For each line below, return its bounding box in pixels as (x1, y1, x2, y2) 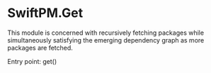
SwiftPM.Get (7, 5, 84, 21)
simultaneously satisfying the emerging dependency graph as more (7, 35, 205, 44)
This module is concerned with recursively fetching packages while (7, 28, 204, 37)
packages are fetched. (7, 43, 73, 52)
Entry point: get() (7, 57, 57, 65)
